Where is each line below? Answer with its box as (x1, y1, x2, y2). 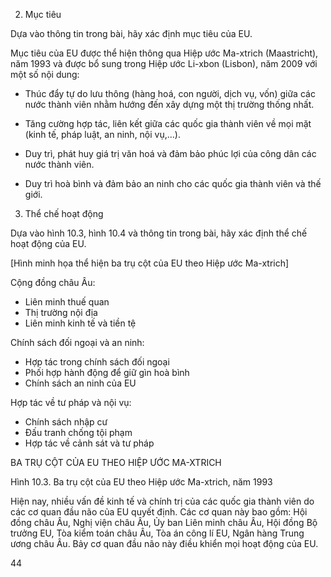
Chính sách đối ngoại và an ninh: (10, 337, 145, 348)
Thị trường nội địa (24, 307, 98, 318)
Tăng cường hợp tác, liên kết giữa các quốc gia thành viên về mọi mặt (24, 118, 312, 129)
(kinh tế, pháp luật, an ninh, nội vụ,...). (24, 129, 182, 140)
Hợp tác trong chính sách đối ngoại (24, 356, 170, 368)
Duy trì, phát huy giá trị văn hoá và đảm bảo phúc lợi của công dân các (24, 148, 317, 159)
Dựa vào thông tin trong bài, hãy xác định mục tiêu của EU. (10, 28, 253, 39)
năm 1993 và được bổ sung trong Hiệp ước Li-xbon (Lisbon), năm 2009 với (10, 58, 318, 69)
